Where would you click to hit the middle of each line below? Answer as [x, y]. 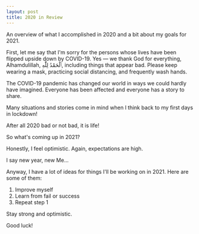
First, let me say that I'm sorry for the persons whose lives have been [91, 52]
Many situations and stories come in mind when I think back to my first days [99, 107]
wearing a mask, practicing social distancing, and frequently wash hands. [97, 72]
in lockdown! [22, 113]
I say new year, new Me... [37, 160]
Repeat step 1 [32, 202]
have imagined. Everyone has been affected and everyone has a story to [95, 90]
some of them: [24, 178]
